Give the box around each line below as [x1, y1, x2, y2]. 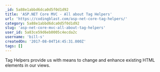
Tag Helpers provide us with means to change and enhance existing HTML [5, 57, 155, 63]
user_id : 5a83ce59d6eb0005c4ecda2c [5, 30, 78, 35]
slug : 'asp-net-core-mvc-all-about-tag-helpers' [5, 25, 106, 30]
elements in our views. [5, 62, 50, 68]
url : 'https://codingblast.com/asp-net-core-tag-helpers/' [5, 16, 128, 21]
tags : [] [5, 44, 23, 48]
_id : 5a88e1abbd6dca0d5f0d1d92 [5, 7, 69, 12]
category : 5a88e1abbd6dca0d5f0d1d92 [5, 21, 80, 26]
